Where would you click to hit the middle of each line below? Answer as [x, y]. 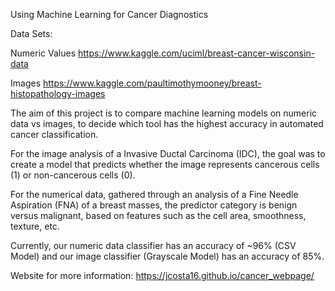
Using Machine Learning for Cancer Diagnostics [109, 14]
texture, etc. [35, 226]
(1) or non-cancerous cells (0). [73, 175]
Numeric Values [43, 53]
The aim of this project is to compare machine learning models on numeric [164, 113]
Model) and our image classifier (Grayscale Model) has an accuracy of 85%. [167, 256]
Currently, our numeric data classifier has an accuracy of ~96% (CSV [153, 245]
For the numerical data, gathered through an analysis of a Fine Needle [154, 194]
